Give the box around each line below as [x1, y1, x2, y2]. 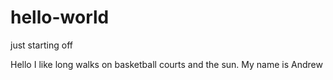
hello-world [10, 6, 110, 29]
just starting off [10, 39, 73, 51]
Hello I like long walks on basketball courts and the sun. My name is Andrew [10, 58, 323, 70]
